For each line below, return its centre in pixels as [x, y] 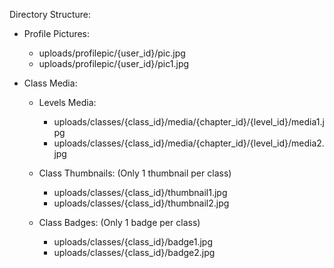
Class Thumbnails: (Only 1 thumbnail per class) [135, 173]
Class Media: [50, 83]
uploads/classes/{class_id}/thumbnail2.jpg [141, 203]
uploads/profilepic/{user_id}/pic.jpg [112, 53]
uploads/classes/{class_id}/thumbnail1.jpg [140, 192]
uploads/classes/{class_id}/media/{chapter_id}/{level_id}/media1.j [189, 122]
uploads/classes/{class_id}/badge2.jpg [134, 252]
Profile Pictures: [57, 33]
